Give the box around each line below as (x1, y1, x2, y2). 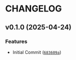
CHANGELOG (5, 3, 62, 14)
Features (5, 38, 28, 45)
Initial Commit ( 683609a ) (12, 49, 61, 55)
